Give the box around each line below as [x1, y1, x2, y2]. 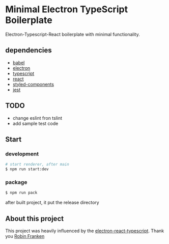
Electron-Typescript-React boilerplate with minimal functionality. [5, 31, 140, 37]
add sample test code [12, 120, 59, 126]
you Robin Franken [5, 233, 45, 239]
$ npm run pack [5, 190, 38, 196]
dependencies [5, 46, 52, 55]
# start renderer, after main [5, 162, 70, 167]
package [5, 178, 27, 185]
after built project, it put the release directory [5, 200, 99, 206]
